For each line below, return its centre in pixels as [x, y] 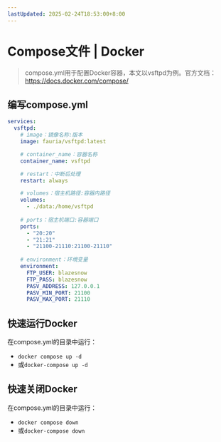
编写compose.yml [48, 104]
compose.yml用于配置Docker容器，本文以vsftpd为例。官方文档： [120, 73]
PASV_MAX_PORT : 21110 [58, 299]
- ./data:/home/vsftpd [60, 207]
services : [22, 122]
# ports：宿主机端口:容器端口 [59, 220]
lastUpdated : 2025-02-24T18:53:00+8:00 [66, 14]
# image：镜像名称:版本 [52, 135]
